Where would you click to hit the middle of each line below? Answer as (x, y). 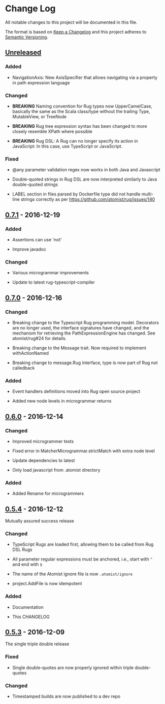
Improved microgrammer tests (43, 441)
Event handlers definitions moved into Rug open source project (76, 391)
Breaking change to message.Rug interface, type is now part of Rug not (85, 363)
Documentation (28, 607)
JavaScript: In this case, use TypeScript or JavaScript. (67, 146)
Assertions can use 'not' (37, 239)
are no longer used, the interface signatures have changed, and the (81, 328)
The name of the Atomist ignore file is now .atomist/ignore (72, 574)
